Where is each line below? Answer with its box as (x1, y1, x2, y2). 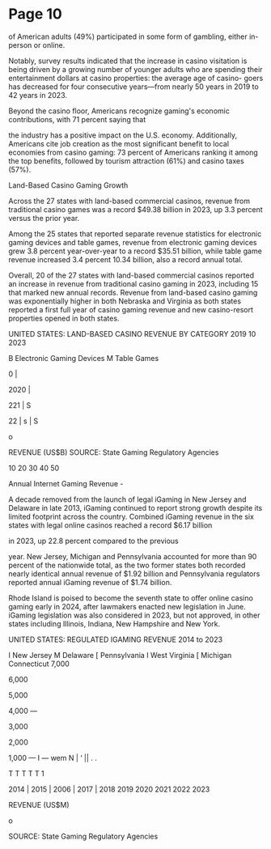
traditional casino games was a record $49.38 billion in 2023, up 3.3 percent (8, 204, 263, 214)
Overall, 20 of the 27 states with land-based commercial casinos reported (8, 270, 255, 280)
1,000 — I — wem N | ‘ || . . (8, 753, 97, 762)
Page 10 (8, 5, 62, 23)
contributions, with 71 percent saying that (8, 114, 146, 124)
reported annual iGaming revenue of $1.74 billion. (8, 577, 172, 587)
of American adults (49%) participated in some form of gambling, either (8, 32, 248, 41)
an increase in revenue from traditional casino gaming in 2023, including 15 (8, 278, 259, 288)
